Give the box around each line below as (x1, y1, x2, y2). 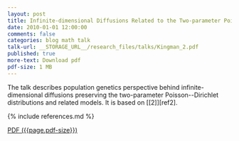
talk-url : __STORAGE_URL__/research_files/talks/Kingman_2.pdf (7, 43, 199, 51)
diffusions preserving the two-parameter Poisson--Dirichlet (44, 90, 219, 99)
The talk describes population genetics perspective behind (7, 83, 180, 91)
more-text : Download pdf (7, 57, 81, 64)
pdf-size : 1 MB (7, 63, 53, 70)
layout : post (7, 10, 46, 18)
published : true (7, 51, 55, 58)
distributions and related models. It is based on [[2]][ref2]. (7, 98, 178, 107)
